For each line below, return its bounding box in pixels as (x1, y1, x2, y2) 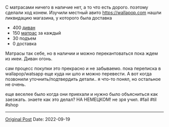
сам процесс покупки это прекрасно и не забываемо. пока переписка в (5, 65, 161, 71)
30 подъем (12, 35, 37, 41)
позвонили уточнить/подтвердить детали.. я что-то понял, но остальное (5, 76, 161, 82)
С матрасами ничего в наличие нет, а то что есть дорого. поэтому (5, 5, 148, 10)
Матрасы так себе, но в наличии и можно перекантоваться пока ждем (5, 50, 158, 56)
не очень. (5, 81, 26, 87)
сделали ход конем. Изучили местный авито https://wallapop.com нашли (5, 10, 162, 16)
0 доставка (12, 41, 37, 47)
